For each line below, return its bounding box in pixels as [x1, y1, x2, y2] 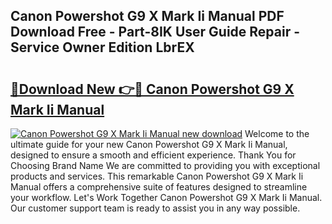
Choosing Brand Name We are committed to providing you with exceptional [10, 160, 321, 171]
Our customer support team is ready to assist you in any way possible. [10, 202, 301, 214]
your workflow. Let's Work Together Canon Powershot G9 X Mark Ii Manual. [10, 192, 323, 203]
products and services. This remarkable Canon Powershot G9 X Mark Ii [10, 170, 304, 182]
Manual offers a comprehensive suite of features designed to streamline [10, 181, 308, 193]
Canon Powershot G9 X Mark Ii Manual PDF [10, 8, 285, 25]
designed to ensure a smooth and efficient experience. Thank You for [10, 149, 297, 161]
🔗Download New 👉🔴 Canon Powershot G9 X [10, 80, 295, 98]
